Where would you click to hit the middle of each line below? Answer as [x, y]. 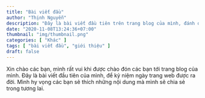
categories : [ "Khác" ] [37, 40]
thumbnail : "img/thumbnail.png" [47, 35]
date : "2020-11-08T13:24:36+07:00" [52, 29]
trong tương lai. [25, 88]
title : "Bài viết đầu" [35, 12]
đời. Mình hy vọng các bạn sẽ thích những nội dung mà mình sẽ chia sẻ [96, 82]
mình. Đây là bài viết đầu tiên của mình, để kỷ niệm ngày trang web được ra [101, 75]
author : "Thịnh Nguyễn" [37, 18]
